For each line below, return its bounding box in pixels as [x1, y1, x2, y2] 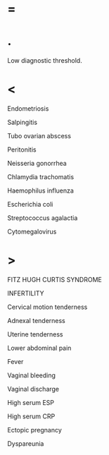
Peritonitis [7, 145, 37, 154]
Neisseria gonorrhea [7, 159, 67, 168]
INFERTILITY [7, 289, 44, 297]
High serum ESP [7, 399, 55, 406]
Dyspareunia [7, 439, 44, 448]
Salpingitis [7, 118, 37, 127]
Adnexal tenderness [7, 317, 65, 324]
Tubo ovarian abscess [7, 132, 72, 140]
